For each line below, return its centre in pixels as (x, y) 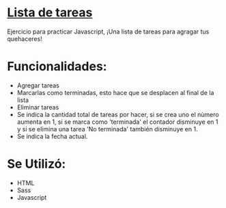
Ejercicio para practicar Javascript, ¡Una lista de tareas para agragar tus (108, 31)
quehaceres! (25, 38)
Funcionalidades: (57, 67)
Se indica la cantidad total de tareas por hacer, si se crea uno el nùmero (118, 114)
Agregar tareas (38, 85)
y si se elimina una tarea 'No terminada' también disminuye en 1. (107, 129)
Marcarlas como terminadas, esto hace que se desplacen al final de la (115, 92)
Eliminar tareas (38, 107)
